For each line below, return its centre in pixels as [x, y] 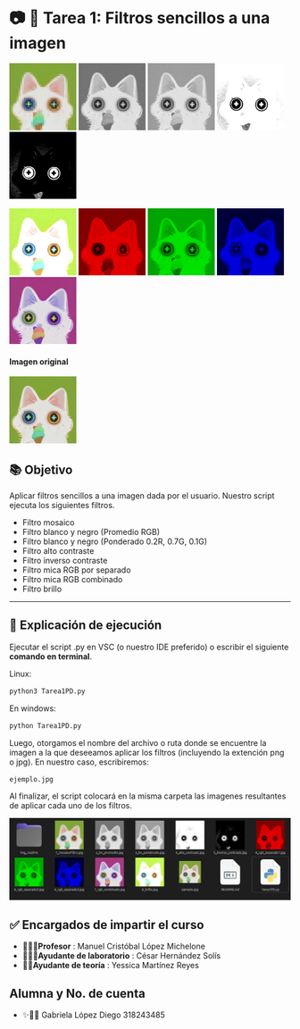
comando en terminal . [50, 656]
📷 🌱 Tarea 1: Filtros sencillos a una [140, 18]
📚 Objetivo [41, 469]
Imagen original [39, 361]
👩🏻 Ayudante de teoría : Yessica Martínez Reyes [110, 966]
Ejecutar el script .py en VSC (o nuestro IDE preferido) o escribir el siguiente [149, 647]
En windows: [33, 708]
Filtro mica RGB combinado [72, 579]
